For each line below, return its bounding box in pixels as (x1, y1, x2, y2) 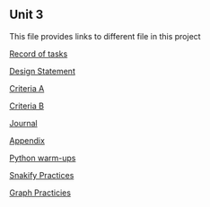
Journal (9, 117, 38, 128)
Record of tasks (9, 48, 68, 59)
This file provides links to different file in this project (9, 30, 201, 41)
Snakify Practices (9, 169, 74, 180)
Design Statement (9, 65, 76, 76)
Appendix (9, 134, 45, 146)
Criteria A (9, 82, 45, 93)
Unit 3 (9, 7, 44, 22)
